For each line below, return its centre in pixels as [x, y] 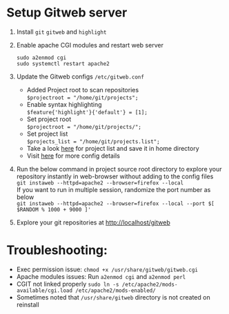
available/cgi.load [44, 291]
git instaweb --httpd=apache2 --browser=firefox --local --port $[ [115, 203]
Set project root [49, 119]
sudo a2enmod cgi [41, 57]
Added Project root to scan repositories [83, 90]
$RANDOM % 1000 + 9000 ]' [53, 209]
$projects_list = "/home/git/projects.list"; [93, 142]
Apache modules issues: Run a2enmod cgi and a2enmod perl [101, 276]
